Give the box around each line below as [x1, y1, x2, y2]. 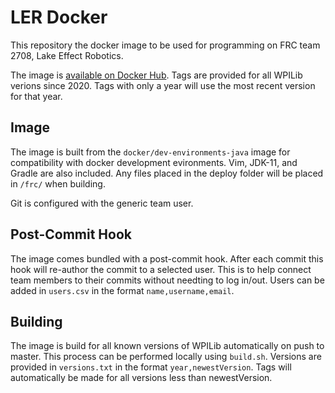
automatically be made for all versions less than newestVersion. [10, 372, 273, 384]
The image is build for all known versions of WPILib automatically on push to [10, 340, 325, 352]
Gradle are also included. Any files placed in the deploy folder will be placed [10, 167, 324, 179]
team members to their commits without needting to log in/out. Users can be [10, 274, 325, 286]
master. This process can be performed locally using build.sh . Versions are [10, 351, 322, 363]
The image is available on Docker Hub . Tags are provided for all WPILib [10, 69, 303, 81]
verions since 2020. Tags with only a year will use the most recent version [10, 79, 316, 91]
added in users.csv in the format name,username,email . [10, 284, 235, 296]
